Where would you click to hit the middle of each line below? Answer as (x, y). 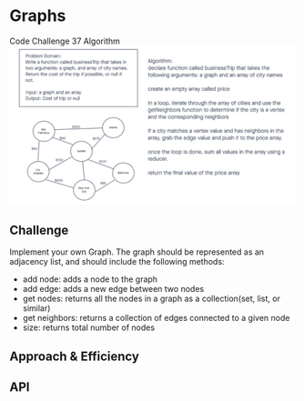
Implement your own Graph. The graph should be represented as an (137, 252)
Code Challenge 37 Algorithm (65, 41)
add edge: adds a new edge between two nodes (113, 289)
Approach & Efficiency (74, 356)
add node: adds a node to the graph (90, 279)
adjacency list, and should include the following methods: (117, 262)
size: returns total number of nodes (89, 327)
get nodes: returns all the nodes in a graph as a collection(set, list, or (151, 299)
